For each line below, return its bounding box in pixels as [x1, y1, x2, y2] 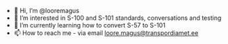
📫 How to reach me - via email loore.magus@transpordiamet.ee [13, 29, 199, 37]
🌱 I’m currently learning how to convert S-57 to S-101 [13, 21, 165, 29]
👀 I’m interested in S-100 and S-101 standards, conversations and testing [13, 14, 222, 22]
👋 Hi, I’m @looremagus [13, 7, 80, 14]
